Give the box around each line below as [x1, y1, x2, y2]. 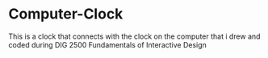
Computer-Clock [8, 5, 124, 23]
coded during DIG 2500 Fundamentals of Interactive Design [8, 39, 207, 49]
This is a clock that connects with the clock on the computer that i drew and [8, 31, 261, 41]
